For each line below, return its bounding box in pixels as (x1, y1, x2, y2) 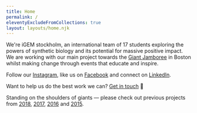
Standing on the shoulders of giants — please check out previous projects (6, 94, 186, 101)
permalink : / (6, 14, 38, 20)
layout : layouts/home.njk (6, 25, 69, 31)
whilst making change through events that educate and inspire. (6, 60, 159, 67)
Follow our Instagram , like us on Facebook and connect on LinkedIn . (6, 71, 172, 78)
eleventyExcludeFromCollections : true (6, 19, 101, 25)
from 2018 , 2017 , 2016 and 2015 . (6, 101, 84, 108)
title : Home (6, 8, 35, 15)
